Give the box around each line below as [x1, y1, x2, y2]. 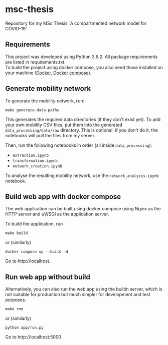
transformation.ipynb [12, 158, 58, 163]
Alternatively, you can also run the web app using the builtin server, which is [5, 286, 162, 292]
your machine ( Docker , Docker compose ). [5, 70, 92, 76]
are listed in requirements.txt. [5, 59, 66, 65]
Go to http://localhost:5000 [5, 334, 62, 340]
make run [5, 307, 24, 312]
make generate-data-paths [5, 107, 59, 112]
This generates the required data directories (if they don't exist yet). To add [5, 116, 161, 122]
